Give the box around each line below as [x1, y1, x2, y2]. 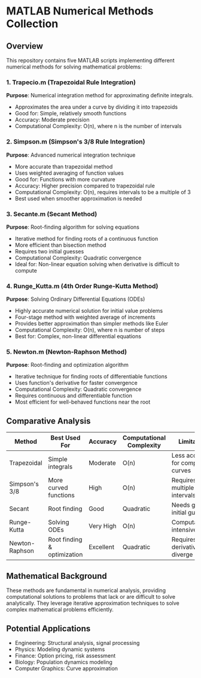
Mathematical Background [6, 571, 107, 581]
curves [171, 467, 191, 475]
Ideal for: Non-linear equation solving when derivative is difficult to [14, 260, 179, 268]
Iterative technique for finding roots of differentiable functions [14, 373, 167, 380]
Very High [89, 522, 117, 530]
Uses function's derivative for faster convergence [14, 380, 138, 387]
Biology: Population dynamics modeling [14, 658, 112, 665]
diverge [171, 551, 193, 559]
